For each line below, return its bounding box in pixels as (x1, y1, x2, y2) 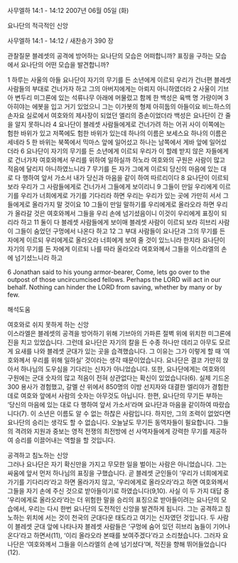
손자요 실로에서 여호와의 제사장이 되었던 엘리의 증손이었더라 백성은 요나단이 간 (7, 111, 224, 120)
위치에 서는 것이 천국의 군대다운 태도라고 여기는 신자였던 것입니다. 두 (26, 513, 216, 522)
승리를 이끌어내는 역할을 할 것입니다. (14, 436, 116, 444)
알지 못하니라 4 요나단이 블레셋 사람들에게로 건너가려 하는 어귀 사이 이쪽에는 (14, 120, 226, 128)
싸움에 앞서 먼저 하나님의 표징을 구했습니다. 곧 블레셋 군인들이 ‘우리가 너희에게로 (7, 469, 229, 477)
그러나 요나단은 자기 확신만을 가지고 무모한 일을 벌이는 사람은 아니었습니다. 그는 (7, 460, 227, 468)
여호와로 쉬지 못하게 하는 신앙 (7, 320, 90, 329)
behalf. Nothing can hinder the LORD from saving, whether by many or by (7, 283, 222, 291)
